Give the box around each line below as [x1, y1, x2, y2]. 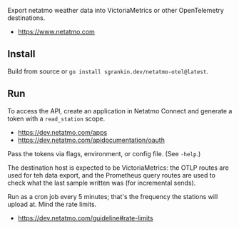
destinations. [7, 14, 46, 22]
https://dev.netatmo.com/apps [17, 128, 108, 136]
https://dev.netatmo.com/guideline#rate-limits [17, 213, 153, 222]
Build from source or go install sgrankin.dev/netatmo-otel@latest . [7, 67, 209, 76]
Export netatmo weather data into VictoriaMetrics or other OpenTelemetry [7, 6, 225, 14]
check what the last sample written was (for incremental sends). [7, 178, 196, 187]
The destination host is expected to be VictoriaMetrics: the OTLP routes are [7, 163, 230, 172]
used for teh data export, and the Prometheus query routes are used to [7, 171, 216, 179]
